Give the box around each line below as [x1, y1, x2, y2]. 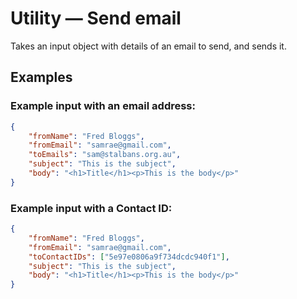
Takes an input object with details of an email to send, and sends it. [10, 40, 287, 52]
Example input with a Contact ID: [10, 201, 173, 215]
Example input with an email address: [10, 99, 196, 113]
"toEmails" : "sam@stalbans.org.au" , [28, 150, 182, 160]
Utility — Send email [10, 7, 182, 30]
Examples [10, 69, 73, 86]
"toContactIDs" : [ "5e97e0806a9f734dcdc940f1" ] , [28, 252, 230, 262]
